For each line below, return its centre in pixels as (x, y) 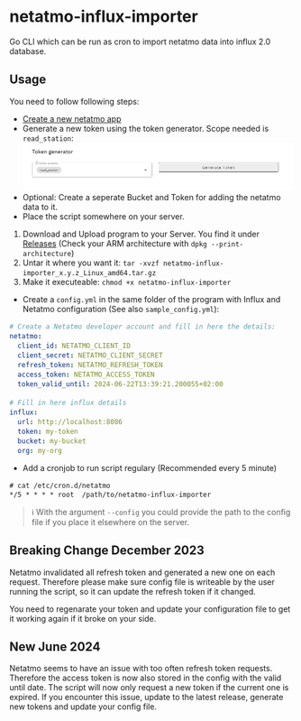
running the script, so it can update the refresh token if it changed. (133, 591)
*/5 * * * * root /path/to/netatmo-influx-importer (110, 495)
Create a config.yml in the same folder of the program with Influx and (151, 300)
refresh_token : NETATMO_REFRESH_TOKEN (91, 365)
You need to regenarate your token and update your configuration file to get (150, 609)
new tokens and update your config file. (83, 707)
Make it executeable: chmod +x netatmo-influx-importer (127, 282)
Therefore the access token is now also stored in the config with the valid (146, 678)
